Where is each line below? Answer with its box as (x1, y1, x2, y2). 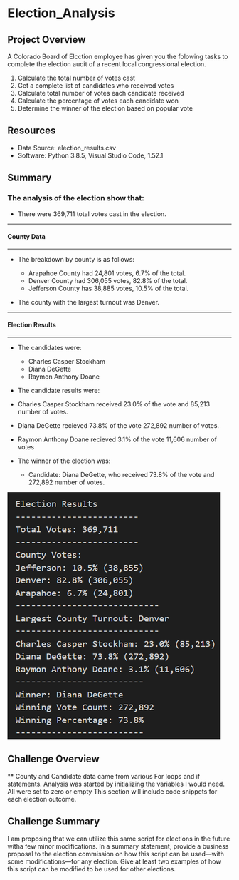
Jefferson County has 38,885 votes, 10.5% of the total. (28, 284, 189, 292)
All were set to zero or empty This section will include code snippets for (7, 787, 218, 796)
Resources (7, 125, 56, 137)
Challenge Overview (7, 753, 100, 765)
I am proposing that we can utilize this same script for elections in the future (7, 834, 230, 843)
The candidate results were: (17, 386, 100, 394)
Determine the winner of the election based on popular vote (17, 104, 193, 112)
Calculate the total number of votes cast (17, 73, 136, 82)
